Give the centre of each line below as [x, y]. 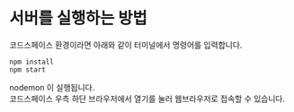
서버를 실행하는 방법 [79, 18]
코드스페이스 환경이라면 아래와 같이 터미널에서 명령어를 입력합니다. [126, 45]
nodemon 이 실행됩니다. [52, 87]
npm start [28, 69]
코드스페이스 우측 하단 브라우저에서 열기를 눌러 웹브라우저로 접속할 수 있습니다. [147, 99]
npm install [31, 62]
